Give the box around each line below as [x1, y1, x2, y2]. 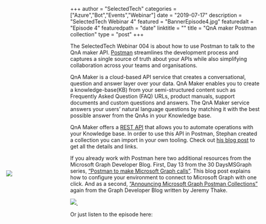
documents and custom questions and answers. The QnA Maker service [70, 99, 250, 106]
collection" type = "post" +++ [70, 31, 144, 38]
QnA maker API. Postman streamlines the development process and [70, 49, 239, 56]
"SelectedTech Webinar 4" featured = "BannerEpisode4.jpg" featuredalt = [70, 18, 254, 25]
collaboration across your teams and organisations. [70, 62, 198, 69]
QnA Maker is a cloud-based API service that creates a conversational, [70, 74, 246, 80]
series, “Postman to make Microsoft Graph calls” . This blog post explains [70, 167, 251, 174]
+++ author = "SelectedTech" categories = [70, 5, 177, 12]
